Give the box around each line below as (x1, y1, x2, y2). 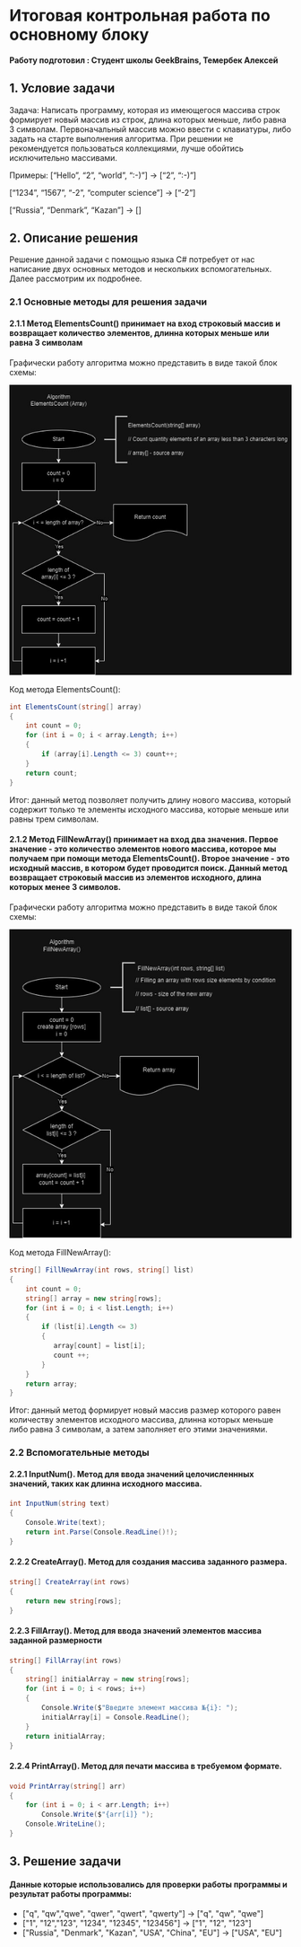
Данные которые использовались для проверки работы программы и (9, 1879, 288, 1890)
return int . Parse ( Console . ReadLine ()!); (25, 1528, 178, 1537)
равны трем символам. (9, 814, 99, 824)
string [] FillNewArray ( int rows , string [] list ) (9, 1265, 194, 1275)
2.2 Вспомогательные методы (9, 1447, 150, 1459)
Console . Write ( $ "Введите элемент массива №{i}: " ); (41, 1704, 239, 1713)
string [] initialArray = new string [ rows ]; (25, 1675, 191, 1684)
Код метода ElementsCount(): (9, 683, 121, 694)
